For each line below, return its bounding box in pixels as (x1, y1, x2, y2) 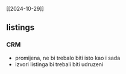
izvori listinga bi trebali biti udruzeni (14, 60, 104, 68)
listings (6, 22, 35, 32)
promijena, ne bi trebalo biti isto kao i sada (14, 54, 121, 61)
